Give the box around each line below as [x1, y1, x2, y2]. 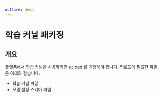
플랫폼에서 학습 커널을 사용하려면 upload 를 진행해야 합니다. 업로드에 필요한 [5, 64, 149, 70]
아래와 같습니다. [10, 70, 40, 76]
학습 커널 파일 [12, 81, 38, 86]
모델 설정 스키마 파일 [12, 86, 52, 92]
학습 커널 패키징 [5, 30, 64, 40]
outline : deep [5, 7, 34, 12]
